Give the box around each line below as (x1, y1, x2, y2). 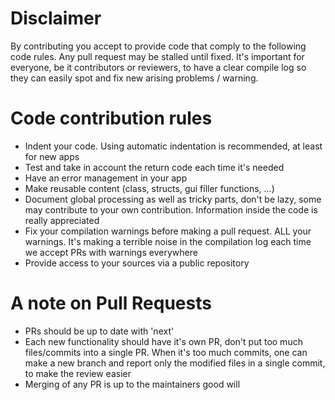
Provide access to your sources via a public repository (24, 257, 250, 269)
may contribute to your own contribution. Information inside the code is (24, 203, 318, 216)
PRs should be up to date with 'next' (24, 325, 175, 337)
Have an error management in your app (24, 172, 188, 184)
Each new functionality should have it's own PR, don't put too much (24, 335, 303, 347)
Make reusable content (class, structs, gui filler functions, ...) (24, 182, 275, 194)
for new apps (24, 150, 80, 162)
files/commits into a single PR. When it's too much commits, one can (24, 346, 308, 358)
